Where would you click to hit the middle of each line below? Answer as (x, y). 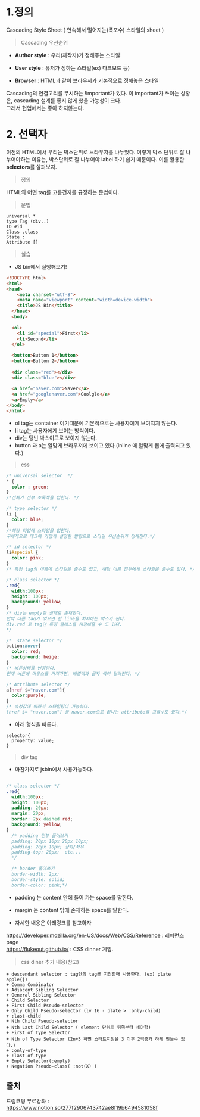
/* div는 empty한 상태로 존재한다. (45, 613)
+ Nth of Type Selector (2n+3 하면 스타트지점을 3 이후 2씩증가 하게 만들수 (92, 1039)
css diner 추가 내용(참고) (50, 962)
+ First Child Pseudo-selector (45, 1005)
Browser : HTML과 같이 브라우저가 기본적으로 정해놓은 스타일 (87, 80)
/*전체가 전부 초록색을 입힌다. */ (43, 498)
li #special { (22, 553)
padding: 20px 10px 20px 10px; (50, 841)
